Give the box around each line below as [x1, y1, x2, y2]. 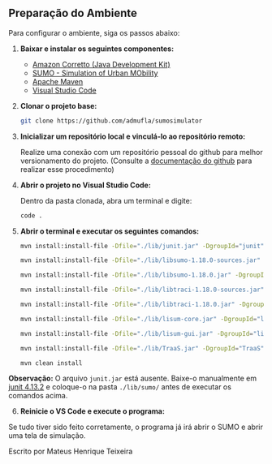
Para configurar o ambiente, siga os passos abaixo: [8, 28, 180, 37]
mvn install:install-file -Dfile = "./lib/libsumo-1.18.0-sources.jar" [19, 256, 261, 264]
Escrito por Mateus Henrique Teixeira [8, 446, 133, 457]
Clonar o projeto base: [19, 101, 97, 110]
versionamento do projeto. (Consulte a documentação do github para [19, 156, 253, 165]
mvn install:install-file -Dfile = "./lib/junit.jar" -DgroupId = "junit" [19, 242, 265, 250]
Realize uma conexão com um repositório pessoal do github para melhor [19, 147, 264, 157]
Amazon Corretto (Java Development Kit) [32, 59, 171, 69]
